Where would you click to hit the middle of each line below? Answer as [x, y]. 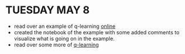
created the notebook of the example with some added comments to [97, 32]
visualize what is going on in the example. [64, 38]
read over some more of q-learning [56, 45]
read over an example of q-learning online [65, 26]
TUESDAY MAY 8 [48, 10]
